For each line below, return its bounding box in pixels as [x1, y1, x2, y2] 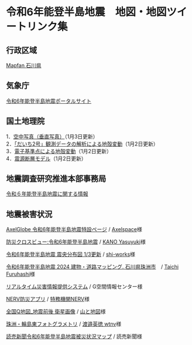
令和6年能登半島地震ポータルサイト [6, 97, 92, 104]
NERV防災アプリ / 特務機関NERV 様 [6, 296, 90, 303]
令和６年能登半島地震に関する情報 [6, 190, 88, 197]
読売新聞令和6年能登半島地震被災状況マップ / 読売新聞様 [6, 333, 142, 340]
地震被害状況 [6, 209, 53, 219]
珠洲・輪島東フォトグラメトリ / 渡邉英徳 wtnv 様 [6, 320, 122, 327]
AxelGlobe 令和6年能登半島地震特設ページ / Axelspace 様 [6, 226, 142, 233]
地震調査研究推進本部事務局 [6, 174, 107, 184]
